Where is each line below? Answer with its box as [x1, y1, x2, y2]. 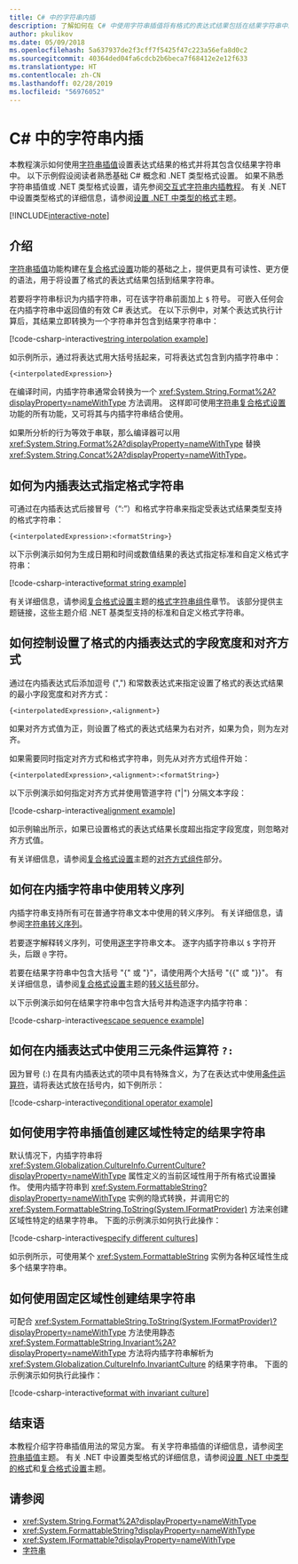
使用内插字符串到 [26, 1182, 90, 1193]
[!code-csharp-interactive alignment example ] [9, 805, 176, 815]
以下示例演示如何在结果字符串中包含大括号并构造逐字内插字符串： [9, 996, 250, 1008]
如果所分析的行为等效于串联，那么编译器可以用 [9, 427, 180, 438]
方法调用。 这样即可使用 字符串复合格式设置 [128, 397, 286, 409]
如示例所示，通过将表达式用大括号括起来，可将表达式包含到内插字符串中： [9, 352, 281, 362]
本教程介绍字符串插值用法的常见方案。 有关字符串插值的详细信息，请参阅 [9, 1441, 276, 1451]
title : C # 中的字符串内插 [9, 12, 96, 22]
